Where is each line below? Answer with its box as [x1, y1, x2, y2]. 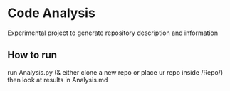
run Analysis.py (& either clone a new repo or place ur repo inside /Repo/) [7, 68, 224, 76]
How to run [7, 49, 58, 61]
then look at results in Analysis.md [7, 75, 108, 84]
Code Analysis [7, 5, 96, 21]
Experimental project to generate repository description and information [7, 28, 219, 37]
